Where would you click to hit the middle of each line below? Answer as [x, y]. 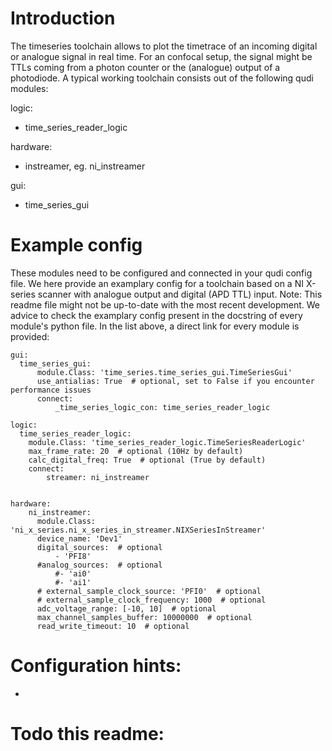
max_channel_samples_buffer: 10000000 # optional [144, 617]
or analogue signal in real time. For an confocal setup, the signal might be [161, 56]
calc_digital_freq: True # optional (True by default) [147, 460]
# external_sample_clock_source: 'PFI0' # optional [149, 591]
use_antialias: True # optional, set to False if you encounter [175, 381]
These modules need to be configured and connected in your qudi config [161, 273]
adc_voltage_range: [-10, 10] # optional [126, 608]
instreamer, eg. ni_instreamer [85, 166]
